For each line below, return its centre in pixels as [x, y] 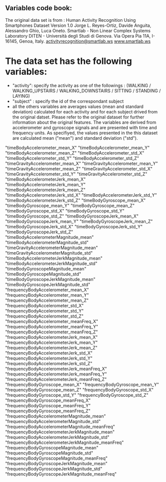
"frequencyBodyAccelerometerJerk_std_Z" [49, 363]
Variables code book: [39, 8]
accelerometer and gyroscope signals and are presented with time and [84, 127]
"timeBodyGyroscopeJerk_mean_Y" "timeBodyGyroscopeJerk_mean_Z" [79, 221]
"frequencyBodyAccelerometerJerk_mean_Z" [51, 348]
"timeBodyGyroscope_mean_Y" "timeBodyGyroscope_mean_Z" [70, 206]
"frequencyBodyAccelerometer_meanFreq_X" [52, 321]
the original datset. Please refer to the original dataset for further [78, 117]
